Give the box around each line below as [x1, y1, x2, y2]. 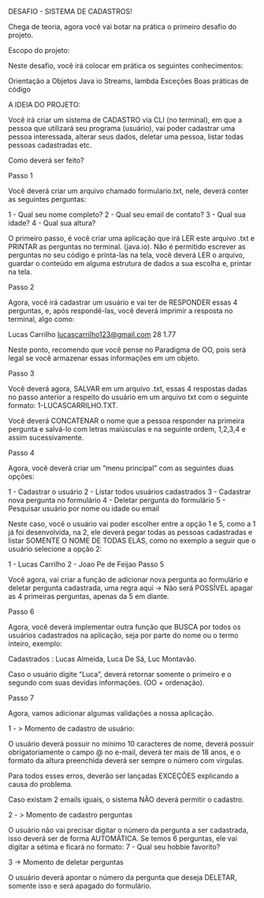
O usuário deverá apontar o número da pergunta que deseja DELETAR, [8, 873, 237, 882]
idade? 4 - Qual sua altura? [8, 219, 96, 227]
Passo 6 [8, 607, 35, 616]
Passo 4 [8, 448, 35, 457]
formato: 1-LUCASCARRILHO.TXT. [8, 401, 118, 410]
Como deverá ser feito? [8, 155, 84, 165]
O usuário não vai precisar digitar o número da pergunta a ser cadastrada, [8, 825, 249, 835]
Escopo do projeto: [8, 46, 70, 54]
